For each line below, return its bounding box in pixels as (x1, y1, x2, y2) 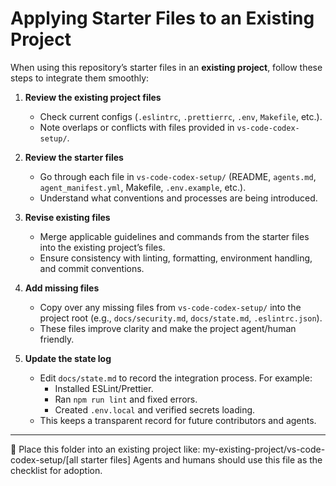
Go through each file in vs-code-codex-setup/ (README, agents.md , (39, 170, 317, 182)
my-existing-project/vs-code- (202, 443, 326, 455)
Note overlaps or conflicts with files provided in (39, 121, 235, 133)
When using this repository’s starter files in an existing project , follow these (10, 61, 323, 73)
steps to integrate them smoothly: (10, 72, 150, 84)
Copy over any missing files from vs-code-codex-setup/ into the (39, 301, 302, 313)
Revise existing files (24, 211, 111, 223)
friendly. (39, 333, 75, 345)
